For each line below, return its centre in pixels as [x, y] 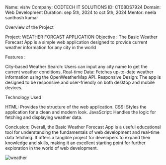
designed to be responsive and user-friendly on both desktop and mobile [80, 82]
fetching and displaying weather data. [44, 117]
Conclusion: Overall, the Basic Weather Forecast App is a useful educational [83, 127]
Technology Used [23, 97]
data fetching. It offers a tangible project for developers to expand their [78, 137]
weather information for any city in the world [51, 47]
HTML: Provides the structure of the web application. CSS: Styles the [76, 107]
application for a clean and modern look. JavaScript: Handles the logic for [81, 112]
